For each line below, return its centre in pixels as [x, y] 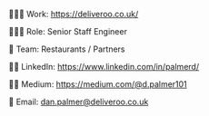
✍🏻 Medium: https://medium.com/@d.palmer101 [98, 84]
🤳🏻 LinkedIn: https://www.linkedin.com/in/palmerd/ [104, 67]
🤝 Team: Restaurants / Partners [67, 49]
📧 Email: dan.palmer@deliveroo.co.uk [79, 101]
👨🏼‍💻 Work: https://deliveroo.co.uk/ [74, 14]
